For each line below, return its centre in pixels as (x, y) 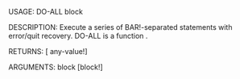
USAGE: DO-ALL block (46, 12)
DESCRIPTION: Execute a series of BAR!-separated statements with (120, 27)
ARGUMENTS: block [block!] (56, 67)
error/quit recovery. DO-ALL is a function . (78, 36)
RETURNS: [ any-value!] (48, 51)
